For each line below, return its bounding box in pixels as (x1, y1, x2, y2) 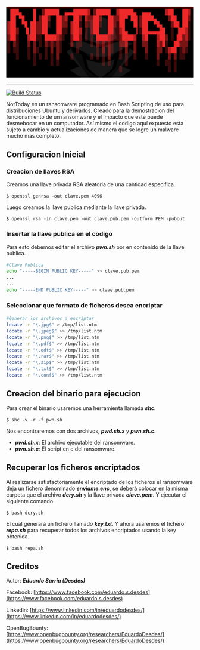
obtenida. (6, 532, 30, 540)
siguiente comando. (6, 497, 55, 504)
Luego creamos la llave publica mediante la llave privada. (6, 204, 146, 211)
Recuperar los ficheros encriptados (6, 463, 140, 473)
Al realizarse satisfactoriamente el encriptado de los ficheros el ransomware (6, 478, 193, 485)
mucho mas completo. (6, 132, 61, 139)
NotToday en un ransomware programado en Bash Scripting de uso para (6, 100, 185, 107)
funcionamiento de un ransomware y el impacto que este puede (6, 113, 163, 120)
